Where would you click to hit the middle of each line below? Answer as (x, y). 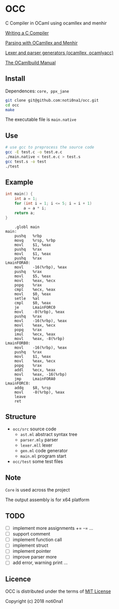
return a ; (25, 213)
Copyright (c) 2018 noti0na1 (34, 601)
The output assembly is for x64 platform (48, 500)
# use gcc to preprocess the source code (50, 148)
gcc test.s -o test (26, 161)
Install (15, 79)
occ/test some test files (38, 461)
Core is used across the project (38, 490)
